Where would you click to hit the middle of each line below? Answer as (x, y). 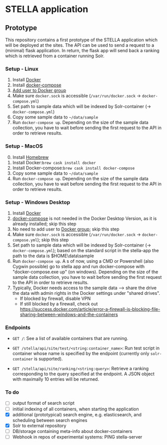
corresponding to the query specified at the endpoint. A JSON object (83, 374)
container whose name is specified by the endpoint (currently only (81, 354)
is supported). (48, 359)
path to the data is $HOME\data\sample (53, 256)
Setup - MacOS (24, 146)
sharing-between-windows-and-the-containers (69, 314)
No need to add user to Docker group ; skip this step (66, 229)
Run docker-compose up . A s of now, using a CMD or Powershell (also (83, 261)
